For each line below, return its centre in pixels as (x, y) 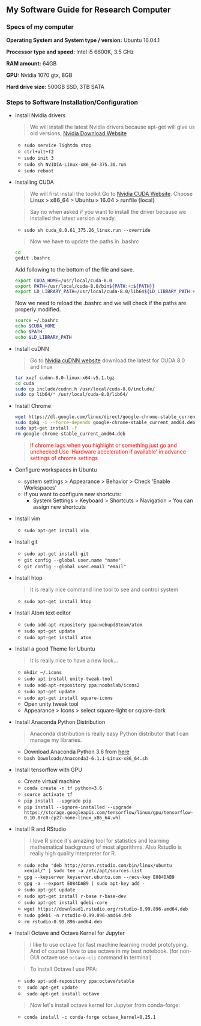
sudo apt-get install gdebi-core (66, 903)
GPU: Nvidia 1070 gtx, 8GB (39, 75)
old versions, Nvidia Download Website (78, 133)
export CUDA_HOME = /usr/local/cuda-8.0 (63, 281)
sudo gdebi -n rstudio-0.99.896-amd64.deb (78, 915)
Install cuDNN (32, 348)
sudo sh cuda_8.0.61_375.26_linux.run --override (87, 230)
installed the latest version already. (73, 218)
